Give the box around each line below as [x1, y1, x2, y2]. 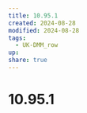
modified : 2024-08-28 [8, 26, 80, 34]
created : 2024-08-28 [8, 19, 77, 27]
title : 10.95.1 [8, 11, 59, 20]
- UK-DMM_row [15, 41, 59, 49]
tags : [8, 33, 26, 42]
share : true [8, 56, 47, 64]
